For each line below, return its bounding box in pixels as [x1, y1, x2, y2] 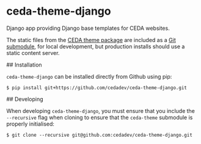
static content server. [6, 49, 60, 56]
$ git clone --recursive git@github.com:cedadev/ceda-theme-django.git [6, 132, 192, 138]
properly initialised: [6, 120, 55, 128]
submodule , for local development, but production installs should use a [6, 43, 185, 50]
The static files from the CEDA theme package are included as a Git [6, 36, 176, 43]
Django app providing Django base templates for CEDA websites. [6, 24, 170, 32]
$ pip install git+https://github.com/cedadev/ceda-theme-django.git [6, 84, 188, 91]
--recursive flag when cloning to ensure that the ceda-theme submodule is [6, 113, 193, 121]
